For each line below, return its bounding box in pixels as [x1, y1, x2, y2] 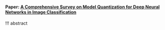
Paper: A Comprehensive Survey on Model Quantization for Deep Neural [5, 4, 160, 10]
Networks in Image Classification [5, 9, 77, 15]
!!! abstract [5, 20, 28, 26]
